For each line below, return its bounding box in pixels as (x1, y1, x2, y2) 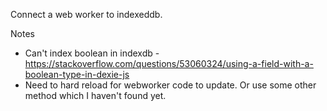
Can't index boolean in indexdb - (24, 47, 160, 59)
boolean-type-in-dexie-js (24, 69, 130, 80)
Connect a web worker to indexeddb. (10, 9, 163, 20)
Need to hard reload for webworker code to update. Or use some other (24, 79, 317, 91)
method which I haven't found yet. (24, 90, 167, 101)
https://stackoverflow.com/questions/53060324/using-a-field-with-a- (24, 58, 314, 69)
